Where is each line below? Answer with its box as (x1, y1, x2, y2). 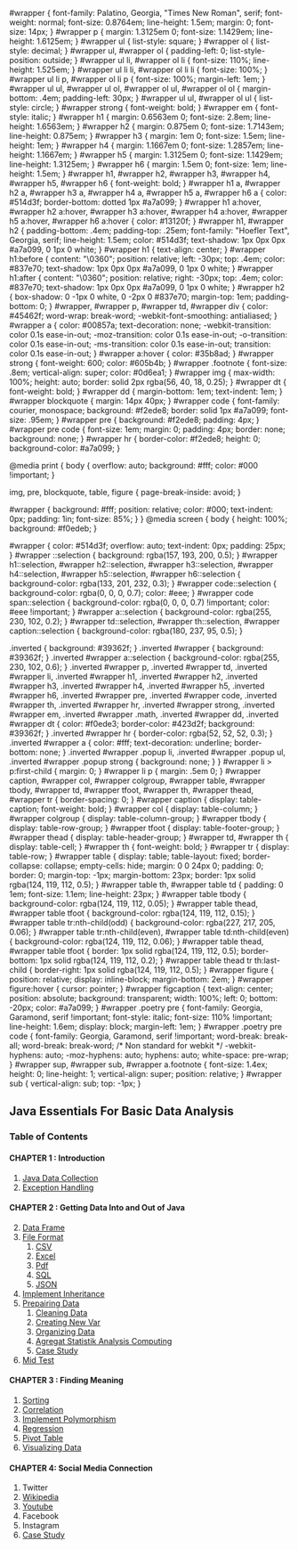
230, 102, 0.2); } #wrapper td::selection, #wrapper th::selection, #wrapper (9, 616, 280, 626)
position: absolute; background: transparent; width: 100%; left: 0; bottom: (9, 993, 278, 1003)
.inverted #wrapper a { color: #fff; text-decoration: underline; (9, 738, 233, 747)
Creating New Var (35, 1317, 101, 1327)
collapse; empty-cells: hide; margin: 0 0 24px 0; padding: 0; (44, 860, 264, 871)
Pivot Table (21, 1432, 64, 1443)
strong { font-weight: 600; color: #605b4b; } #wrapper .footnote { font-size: (9, 358, 287, 368)
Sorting (21, 1394, 50, 1406)
